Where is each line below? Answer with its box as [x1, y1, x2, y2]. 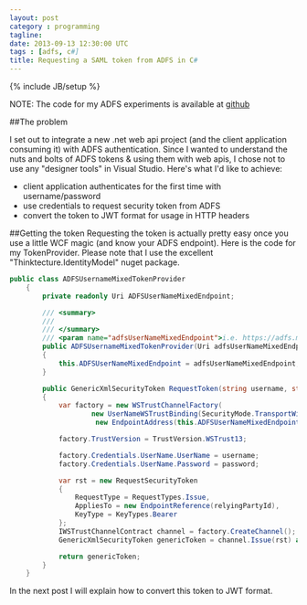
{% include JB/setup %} [9, 81, 101, 91]
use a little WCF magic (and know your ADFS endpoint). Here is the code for [9, 238, 297, 248]
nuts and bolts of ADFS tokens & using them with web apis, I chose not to [9, 154, 286, 165]
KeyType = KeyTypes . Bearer [74, 510, 178, 519]
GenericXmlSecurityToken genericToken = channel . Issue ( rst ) [58, 536, 292, 545]
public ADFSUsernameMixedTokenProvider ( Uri [42, 342, 210, 352]
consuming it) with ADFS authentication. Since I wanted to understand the [9, 143, 288, 154]
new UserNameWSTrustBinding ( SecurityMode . [90, 409, 256, 419]
